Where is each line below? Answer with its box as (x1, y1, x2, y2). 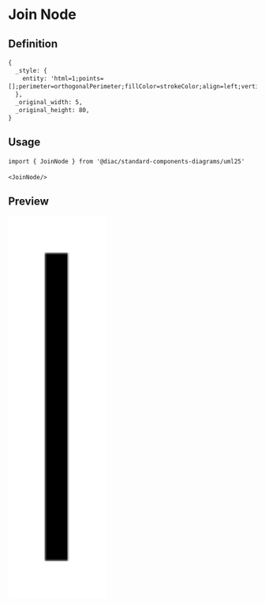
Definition (8, 37, 58, 51)
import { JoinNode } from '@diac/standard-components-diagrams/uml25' (8, 157, 245, 165)
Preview (8, 195, 50, 209)
